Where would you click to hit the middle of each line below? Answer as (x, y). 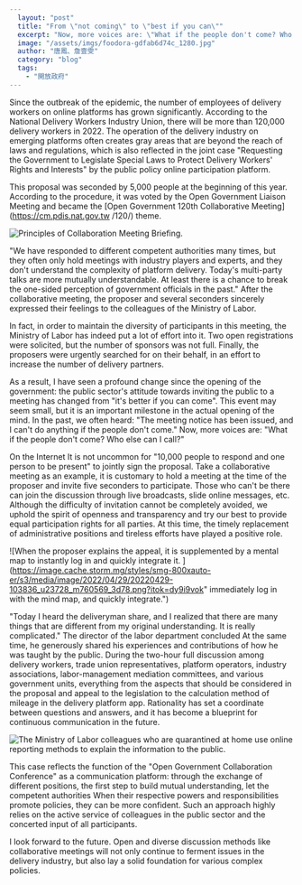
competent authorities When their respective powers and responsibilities (144, 795)
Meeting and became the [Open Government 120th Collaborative (129, 206)
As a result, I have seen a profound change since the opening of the (135, 381)
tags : (28, 69)
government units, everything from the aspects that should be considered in (151, 684)
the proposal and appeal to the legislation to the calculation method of (140, 693)
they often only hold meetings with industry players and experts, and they (146, 260)
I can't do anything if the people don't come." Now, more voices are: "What (149, 429)
